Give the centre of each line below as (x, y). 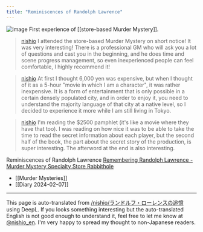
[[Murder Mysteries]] (41, 178)
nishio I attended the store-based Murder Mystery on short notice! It (106, 41)
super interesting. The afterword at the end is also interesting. (98, 148)
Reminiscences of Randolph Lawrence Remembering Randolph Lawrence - (100, 160)
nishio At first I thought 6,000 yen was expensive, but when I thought (107, 78)
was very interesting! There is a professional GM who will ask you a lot (109, 47)
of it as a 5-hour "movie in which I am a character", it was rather (101, 85)
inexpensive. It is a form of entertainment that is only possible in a (103, 91)
